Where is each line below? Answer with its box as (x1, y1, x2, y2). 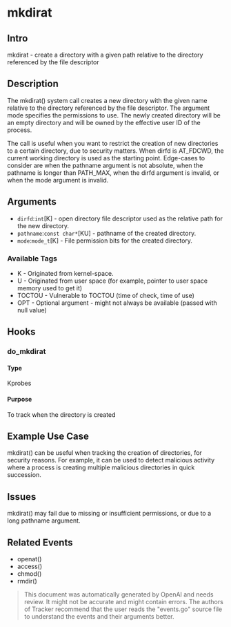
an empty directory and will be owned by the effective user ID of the (7, 118, 201, 127)
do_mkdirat (7, 347, 46, 357)
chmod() (17, 570, 42, 578)
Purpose (7, 395, 32, 404)
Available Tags (7, 254, 57, 263)
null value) (17, 306, 47, 314)
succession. (7, 471, 41, 479)
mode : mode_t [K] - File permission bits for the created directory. (17, 236, 193, 245)
